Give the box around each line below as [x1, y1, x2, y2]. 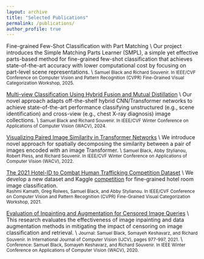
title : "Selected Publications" [6, 15, 88, 21]
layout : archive [6, 9, 47, 15]
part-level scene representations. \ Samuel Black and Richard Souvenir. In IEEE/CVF [6, 68, 196, 76]
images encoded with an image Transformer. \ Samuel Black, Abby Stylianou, [6, 147, 188, 154]
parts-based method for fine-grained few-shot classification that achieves [6, 55, 193, 63]
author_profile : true [6, 26, 62, 32]
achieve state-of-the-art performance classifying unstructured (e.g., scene [6, 104, 195, 111]
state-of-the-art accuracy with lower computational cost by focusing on [6, 62, 187, 69]
